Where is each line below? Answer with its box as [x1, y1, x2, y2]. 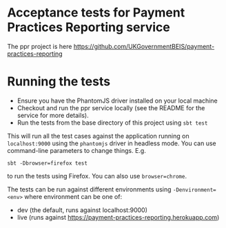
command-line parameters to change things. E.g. [7, 146, 146, 154]
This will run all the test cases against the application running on [7, 132, 189, 140]
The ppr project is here [7, 42, 72, 50]
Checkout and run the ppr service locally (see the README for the [17, 103, 205, 112]
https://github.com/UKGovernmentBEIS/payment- [73, 42, 215, 50]
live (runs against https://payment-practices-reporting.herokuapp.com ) [17, 213, 220, 221]
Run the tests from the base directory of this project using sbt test [17, 118, 208, 127]
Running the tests [7, 74, 111, 90]
